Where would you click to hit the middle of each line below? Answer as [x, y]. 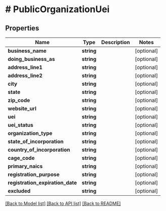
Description [116, 42]
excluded [19, 191]
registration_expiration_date [42, 183]
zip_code [19, 100]
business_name [27, 51]
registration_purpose [34, 174]
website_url [22, 109]
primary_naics [25, 166]
